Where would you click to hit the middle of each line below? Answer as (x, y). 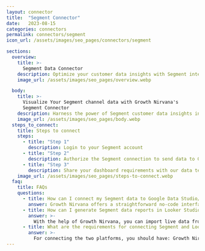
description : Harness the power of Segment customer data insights (105, 114)
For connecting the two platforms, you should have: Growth (111, 239)
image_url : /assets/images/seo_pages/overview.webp (84, 80)
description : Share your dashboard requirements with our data (110, 170)
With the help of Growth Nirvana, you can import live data (111, 221)
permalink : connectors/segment (46, 35)
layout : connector (30, 12)
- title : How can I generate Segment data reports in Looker (102, 210)
